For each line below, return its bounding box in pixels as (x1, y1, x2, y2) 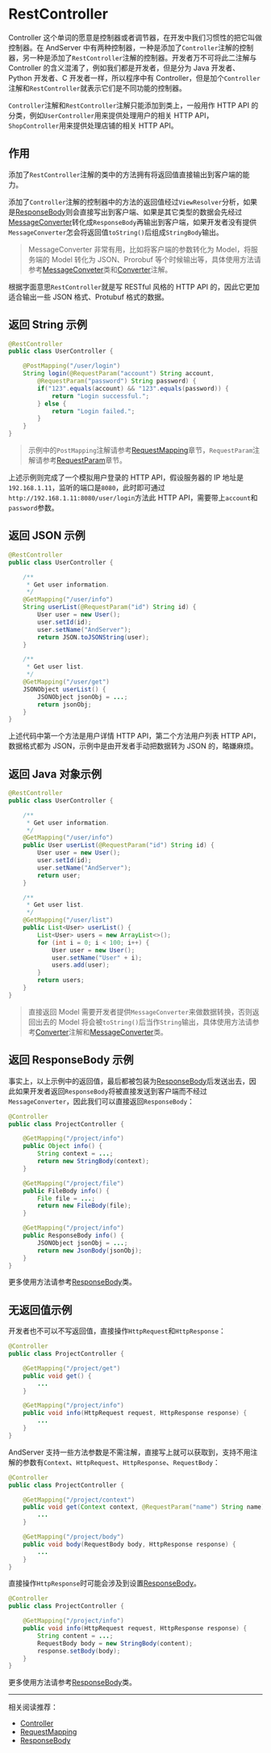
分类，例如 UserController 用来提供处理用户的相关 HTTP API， (8, 110, 214, 120)
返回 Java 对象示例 (8, 767, 102, 781)
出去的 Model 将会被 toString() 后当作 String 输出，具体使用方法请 (35, 1017, 252, 1027)
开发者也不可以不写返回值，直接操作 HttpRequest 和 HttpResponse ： (8, 1326, 226, 1336)
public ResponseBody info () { (23, 1231, 125, 1239)
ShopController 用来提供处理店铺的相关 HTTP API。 (8, 121, 178, 130)
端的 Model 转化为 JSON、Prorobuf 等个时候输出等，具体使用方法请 (35, 254, 261, 264)
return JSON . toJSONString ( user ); (37, 633, 150, 641)
